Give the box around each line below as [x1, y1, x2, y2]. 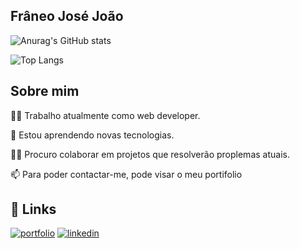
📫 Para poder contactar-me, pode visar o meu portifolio [10, 168, 243, 180]
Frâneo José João [10, 8, 124, 25]
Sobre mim [10, 83, 80, 100]
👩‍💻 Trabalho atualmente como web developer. [10, 109, 201, 121]
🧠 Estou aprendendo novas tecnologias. [10, 129, 175, 141]
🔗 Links [10, 201, 57, 218]
